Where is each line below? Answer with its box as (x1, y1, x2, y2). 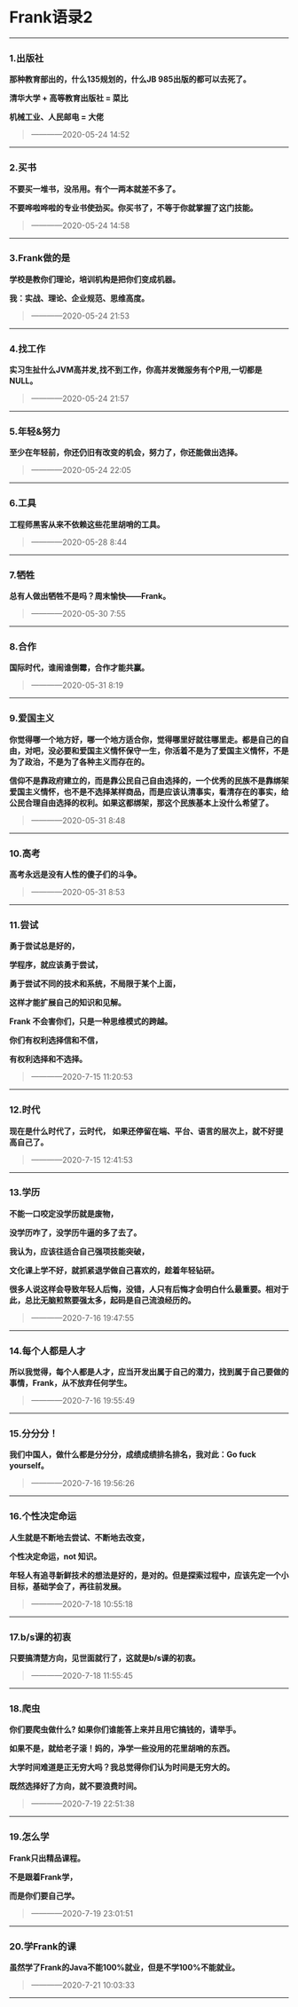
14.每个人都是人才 (9, 1344, 86, 1357)
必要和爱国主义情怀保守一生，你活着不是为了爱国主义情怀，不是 (55, 745, 289, 756)
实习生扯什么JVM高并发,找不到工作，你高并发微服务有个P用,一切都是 (9, 365, 263, 375)
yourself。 (9, 1460, 49, 1471)
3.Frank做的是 (9, 252, 71, 264)
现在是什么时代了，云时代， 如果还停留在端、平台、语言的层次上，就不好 (9, 1125, 276, 1136)
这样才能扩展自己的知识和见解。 (9, 997, 126, 1008)
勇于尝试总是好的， (9, 941, 80, 951)
